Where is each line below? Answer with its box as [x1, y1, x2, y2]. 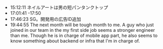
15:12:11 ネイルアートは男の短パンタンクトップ [10, 5, 108, 10]
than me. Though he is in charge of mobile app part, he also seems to [10, 32, 158, 38]
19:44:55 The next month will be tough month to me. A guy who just [10, 22, 154, 28]
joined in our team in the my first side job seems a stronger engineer [10, 27, 155, 33]
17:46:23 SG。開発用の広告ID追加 [10, 16, 81, 22]
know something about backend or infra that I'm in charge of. [10, 38, 140, 44]
